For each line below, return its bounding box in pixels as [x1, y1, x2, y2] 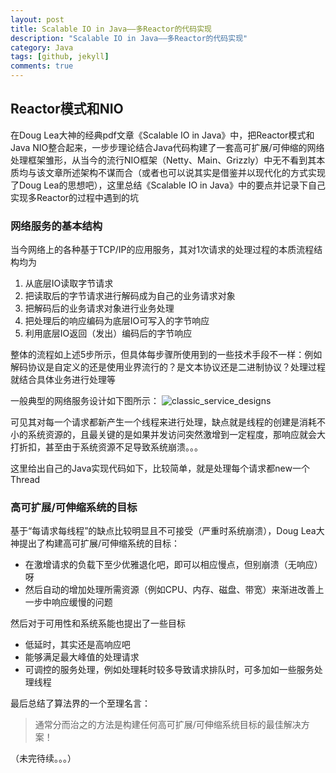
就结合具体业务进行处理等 [10, 374, 116, 386]
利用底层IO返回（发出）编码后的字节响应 [24, 327, 193, 340]
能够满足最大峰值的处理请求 [24, 651, 140, 663]
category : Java [10, 42, 74, 53]
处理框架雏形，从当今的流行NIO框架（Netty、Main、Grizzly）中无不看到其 [10, 154, 317, 166]
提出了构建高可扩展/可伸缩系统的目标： [18, 537, 181, 550]
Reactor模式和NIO [10, 101, 124, 118]
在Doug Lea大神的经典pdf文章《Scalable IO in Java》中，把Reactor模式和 [10, 129, 315, 141]
